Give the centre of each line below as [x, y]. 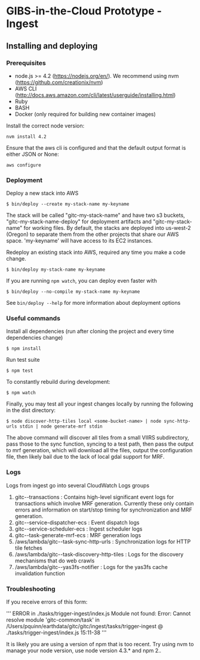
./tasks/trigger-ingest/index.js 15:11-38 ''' [56, 632]
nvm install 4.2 [26, 137]
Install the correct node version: [45, 125]
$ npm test [20, 371]
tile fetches [29, 548]
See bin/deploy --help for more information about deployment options [93, 303]
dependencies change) [35, 338]
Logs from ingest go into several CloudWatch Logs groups [78, 485]
